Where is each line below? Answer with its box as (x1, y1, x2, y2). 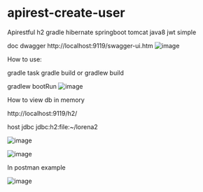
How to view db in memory (7, 96, 85, 104)
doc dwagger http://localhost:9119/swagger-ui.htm (7, 41, 154, 50)
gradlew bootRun (7, 82, 57, 90)
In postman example (7, 163, 66, 172)
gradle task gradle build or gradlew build (7, 68, 125, 77)
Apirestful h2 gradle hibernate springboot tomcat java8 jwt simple (7, 28, 197, 36)
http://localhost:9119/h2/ (7, 109, 78, 117)
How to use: (7, 54, 42, 64)
